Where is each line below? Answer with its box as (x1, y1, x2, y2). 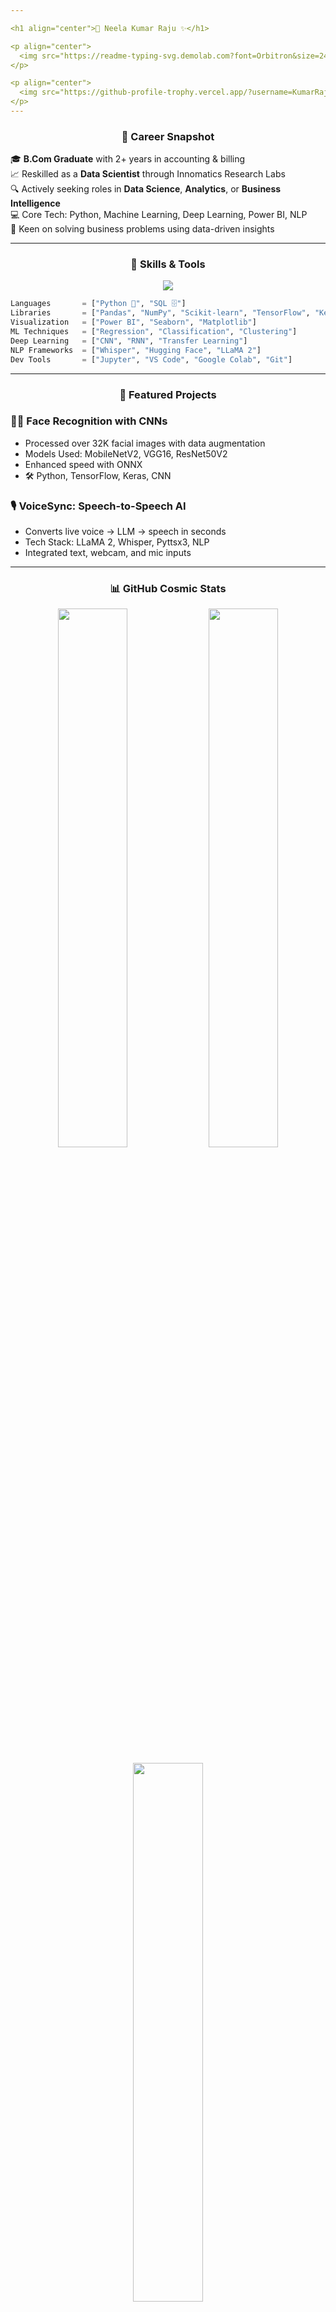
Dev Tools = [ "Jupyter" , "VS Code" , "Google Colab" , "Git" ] (10, 354, 293, 365)
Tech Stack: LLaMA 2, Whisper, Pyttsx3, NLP (24, 536, 210, 548)
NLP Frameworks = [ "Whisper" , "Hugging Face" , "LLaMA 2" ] (10, 345, 262, 355)
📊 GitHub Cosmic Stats (109, 582, 227, 596)
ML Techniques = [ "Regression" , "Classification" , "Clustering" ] (10, 327, 298, 337)
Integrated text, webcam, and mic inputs (24, 547, 192, 559)
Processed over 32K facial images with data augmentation (24, 437, 266, 449)
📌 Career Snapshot (121, 129, 215, 143)
